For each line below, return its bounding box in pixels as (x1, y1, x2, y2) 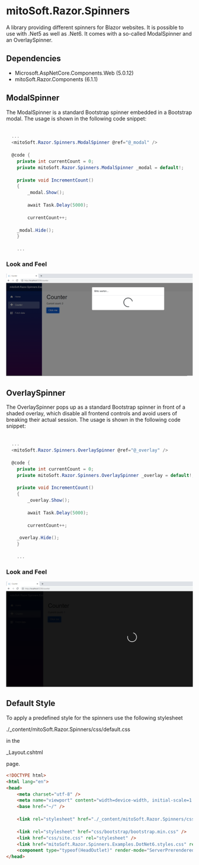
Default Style (6, 698, 56, 708)
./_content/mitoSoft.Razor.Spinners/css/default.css (6, 726, 130, 733)
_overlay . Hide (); (17, 535, 60, 541)
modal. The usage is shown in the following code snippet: (6, 115, 147, 122)
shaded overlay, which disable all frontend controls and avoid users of (6, 410, 178, 417)
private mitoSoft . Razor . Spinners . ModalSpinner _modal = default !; (17, 164, 184, 170)
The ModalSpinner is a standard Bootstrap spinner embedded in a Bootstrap (6, 109, 192, 116)
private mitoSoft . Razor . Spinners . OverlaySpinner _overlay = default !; (17, 472, 195, 478)
